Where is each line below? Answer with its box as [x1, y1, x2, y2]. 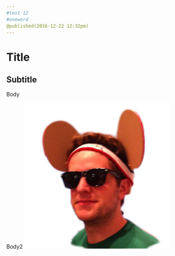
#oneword [6, 16, 29, 23]
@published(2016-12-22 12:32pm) [6, 23, 89, 29]
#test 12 [6, 10, 29, 16]
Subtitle [6, 74, 37, 85]
